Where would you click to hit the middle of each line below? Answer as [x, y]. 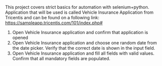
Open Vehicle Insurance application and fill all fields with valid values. [83, 53]
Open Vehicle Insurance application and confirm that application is [80, 32]
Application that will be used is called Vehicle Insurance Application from [79, 12]
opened [20, 37]
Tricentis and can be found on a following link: [52, 17]
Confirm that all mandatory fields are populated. [61, 58]
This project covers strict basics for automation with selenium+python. [77, 7]
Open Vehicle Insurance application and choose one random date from [84, 43]
